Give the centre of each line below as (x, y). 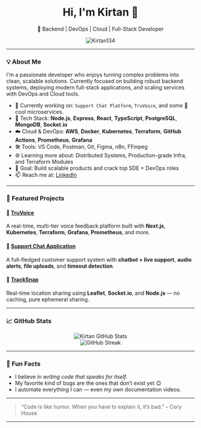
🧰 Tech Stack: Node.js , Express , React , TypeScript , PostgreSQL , (96, 118)
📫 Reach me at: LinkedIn (46, 175)
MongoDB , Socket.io (41, 125)
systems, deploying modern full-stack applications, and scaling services (95, 88)
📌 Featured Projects (35, 199)
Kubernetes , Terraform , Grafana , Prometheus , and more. (78, 232)
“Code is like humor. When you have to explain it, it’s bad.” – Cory (101, 407)
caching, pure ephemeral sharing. (48, 299)
